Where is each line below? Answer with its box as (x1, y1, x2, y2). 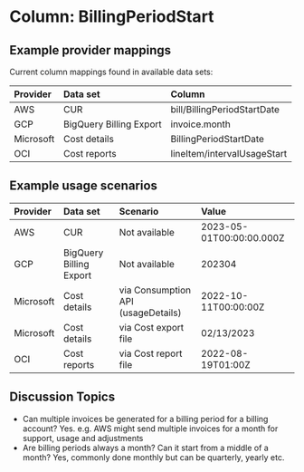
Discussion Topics (9, 390, 116, 405)
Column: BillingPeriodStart (9, 6, 214, 27)
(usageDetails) (119, 306, 182, 319)
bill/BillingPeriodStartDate (170, 103, 280, 115)
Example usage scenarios (9, 178, 158, 194)
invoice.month (170, 118, 231, 130)
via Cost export (119, 321, 185, 333)
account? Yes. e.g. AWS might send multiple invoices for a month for (22, 423, 279, 434)
